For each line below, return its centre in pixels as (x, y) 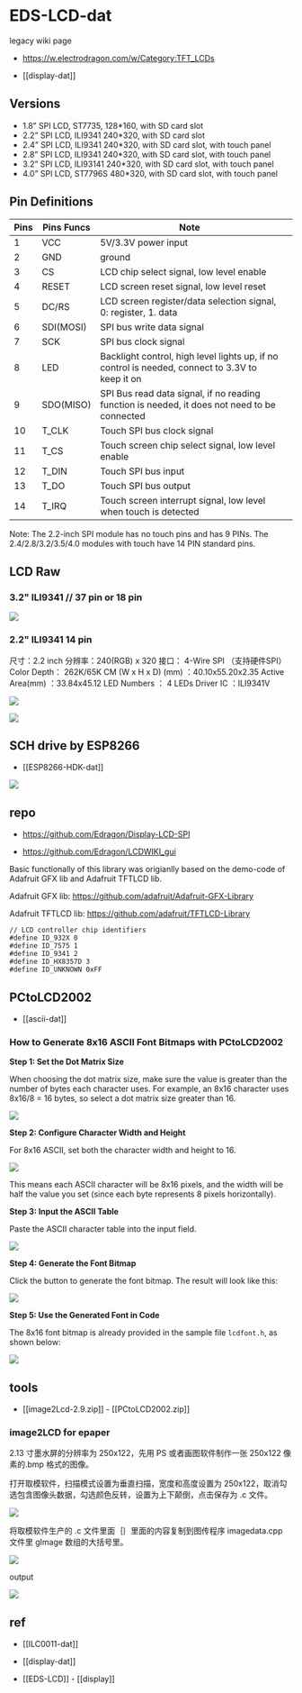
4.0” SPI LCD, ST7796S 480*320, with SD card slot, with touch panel (150, 173)
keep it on (121, 378)
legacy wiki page (40, 41)
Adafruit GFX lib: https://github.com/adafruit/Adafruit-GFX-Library (132, 897)
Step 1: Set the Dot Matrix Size (67, 1062)
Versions (35, 104)
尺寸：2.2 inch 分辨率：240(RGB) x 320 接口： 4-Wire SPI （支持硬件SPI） (148, 660)
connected (123, 415)
